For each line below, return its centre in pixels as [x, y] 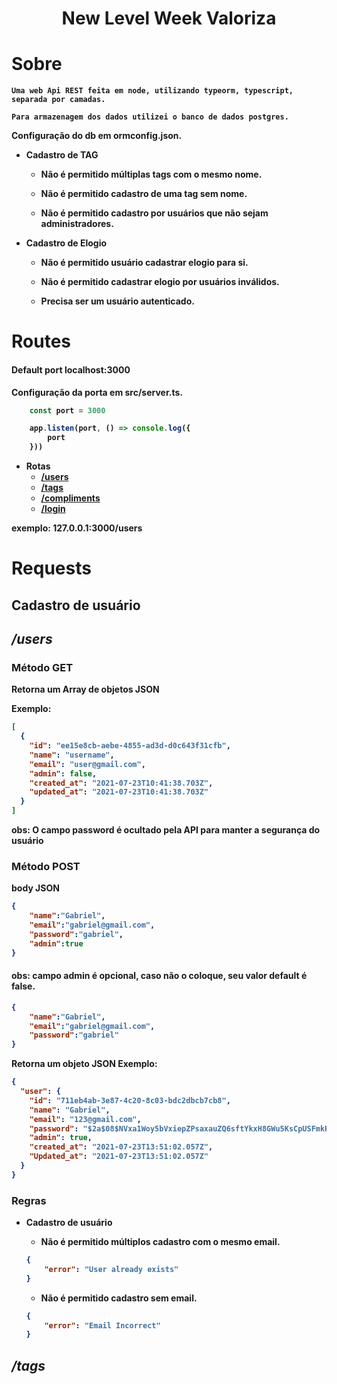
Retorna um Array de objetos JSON [85, 689]
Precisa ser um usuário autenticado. [117, 301]
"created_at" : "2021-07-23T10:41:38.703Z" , [121, 783]
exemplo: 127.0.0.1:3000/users [77, 528]
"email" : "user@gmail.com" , [87, 764]
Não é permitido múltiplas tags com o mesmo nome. [151, 174]
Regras [29, 1200]
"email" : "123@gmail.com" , [85, 1119]
